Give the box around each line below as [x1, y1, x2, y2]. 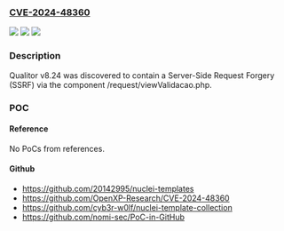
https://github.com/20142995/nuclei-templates [21, 183, 194, 194]
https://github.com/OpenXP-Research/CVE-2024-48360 [21, 193, 230, 203]
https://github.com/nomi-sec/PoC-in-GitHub [21, 211, 185, 222]
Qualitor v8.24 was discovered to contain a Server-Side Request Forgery [9, 69, 275, 81]
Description [9, 50, 61, 62]
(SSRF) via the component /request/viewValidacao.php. [9, 79, 213, 90]
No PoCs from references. [9, 143, 105, 154]
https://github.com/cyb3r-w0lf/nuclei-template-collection [21, 202, 233, 212]
